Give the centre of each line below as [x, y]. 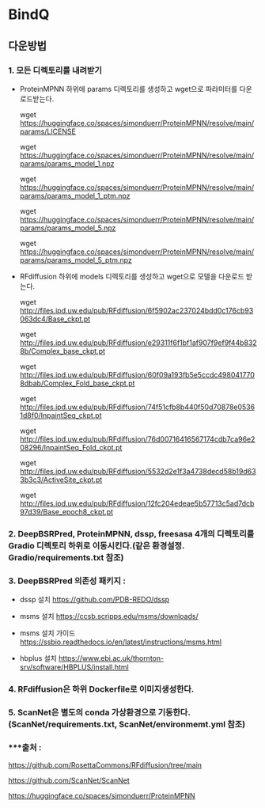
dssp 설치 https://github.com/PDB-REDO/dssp [95, 600]
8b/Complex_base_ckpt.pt [62, 351]
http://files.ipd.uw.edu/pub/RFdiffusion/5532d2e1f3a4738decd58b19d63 [138, 471]
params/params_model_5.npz [68, 228]
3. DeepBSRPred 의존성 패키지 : [67, 581]
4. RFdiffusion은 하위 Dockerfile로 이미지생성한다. [101, 689]
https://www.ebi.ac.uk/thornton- [111, 658]
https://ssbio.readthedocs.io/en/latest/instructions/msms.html [121, 642]
